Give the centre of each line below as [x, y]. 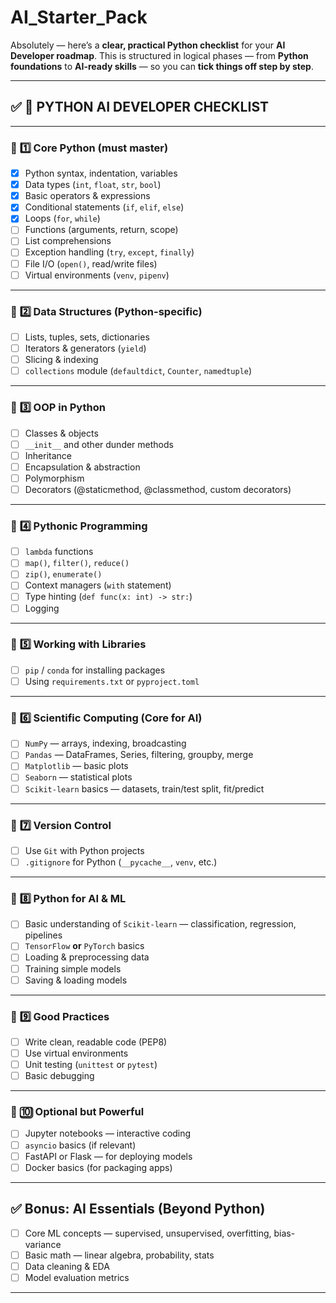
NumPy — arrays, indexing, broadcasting [105, 743]
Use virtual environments [76, 1053]
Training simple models [73, 968]
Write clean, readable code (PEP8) [96, 1042]
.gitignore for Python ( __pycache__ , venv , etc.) [121, 862]
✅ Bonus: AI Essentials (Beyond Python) [138, 1209]
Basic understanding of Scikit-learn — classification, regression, [160, 924]
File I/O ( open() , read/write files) [91, 263]
